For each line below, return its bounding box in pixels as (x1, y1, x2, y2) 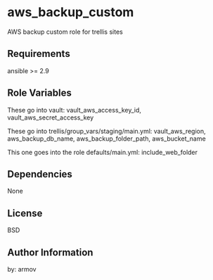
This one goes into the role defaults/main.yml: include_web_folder (7, 148, 198, 156)
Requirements (7, 48, 70, 60)
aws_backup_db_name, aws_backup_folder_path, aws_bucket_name (7, 134, 206, 143)
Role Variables (7, 87, 72, 99)
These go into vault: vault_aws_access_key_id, (7, 106, 142, 114)
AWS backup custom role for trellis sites (7, 27, 123, 36)
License (7, 207, 43, 219)
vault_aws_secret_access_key (7, 113, 94, 122)
